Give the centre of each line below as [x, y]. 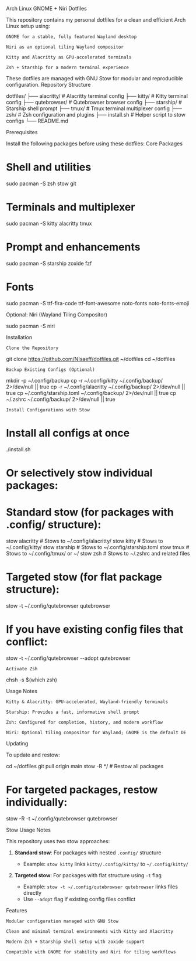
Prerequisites [22, 132]
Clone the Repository [32, 348]
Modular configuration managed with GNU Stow [62, 921]
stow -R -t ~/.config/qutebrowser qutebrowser [62, 818]
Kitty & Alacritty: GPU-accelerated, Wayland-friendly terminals [87, 702]
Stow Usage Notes [29, 830]
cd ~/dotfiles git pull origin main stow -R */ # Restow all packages [85, 766]
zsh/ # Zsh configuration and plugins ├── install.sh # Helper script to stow [96, 115]
